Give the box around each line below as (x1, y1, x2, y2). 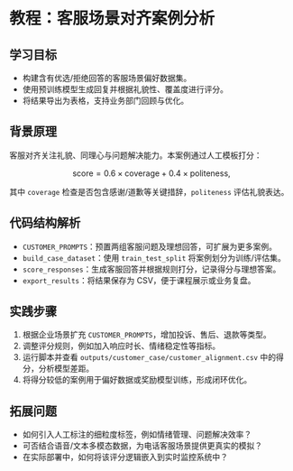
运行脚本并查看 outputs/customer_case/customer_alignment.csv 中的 (22, 352, 277, 363)
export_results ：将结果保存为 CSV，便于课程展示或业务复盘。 (22, 274, 256, 285)
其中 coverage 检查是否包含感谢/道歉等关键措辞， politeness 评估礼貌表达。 (9, 186, 289, 197)
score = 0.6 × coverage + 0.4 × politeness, (71, 168, 232, 179)
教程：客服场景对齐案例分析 (9, 8, 215, 29)
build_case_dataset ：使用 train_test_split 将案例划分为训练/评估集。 (22, 252, 287, 263)
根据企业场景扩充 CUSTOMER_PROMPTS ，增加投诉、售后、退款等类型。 (22, 329, 272, 340)
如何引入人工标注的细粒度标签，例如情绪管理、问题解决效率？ (22, 429, 252, 440)
